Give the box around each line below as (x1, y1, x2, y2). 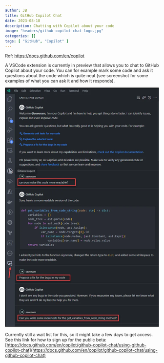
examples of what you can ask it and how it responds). (5, 78, 115, 84)
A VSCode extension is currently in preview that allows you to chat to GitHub (5, 62, 159, 68)
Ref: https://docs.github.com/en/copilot (5, 53, 84, 59)
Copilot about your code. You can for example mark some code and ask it (5, 67, 153, 73)
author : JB (5, 8, 27, 13)
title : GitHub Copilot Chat (5, 13, 62, 18)
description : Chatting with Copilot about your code (5, 23, 115, 28)
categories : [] (5, 34, 36, 39)
